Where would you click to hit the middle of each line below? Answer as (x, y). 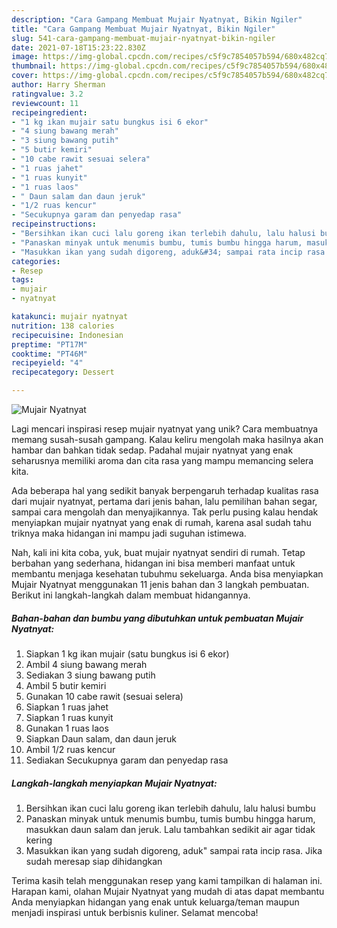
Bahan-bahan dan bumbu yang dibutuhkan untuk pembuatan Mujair (157, 618)
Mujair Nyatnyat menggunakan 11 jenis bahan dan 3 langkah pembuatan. (160, 584)
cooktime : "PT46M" (49, 354)
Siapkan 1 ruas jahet (67, 707)
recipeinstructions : (54, 224)
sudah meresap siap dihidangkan (94, 861)
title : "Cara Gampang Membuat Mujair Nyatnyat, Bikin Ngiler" (143, 29)
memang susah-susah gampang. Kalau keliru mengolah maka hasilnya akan (167, 439)
